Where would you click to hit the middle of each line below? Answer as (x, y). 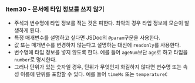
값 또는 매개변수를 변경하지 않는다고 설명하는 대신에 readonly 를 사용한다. (97, 45)
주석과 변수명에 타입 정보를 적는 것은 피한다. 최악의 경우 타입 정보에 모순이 (98, 23)
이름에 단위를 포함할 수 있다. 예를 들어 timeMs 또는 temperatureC (94, 74)
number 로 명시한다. (35, 60)
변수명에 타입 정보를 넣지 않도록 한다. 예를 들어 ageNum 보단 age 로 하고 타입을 (101, 52)
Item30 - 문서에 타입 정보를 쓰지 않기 (55, 9)
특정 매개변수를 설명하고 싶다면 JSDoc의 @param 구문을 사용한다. (87, 38)
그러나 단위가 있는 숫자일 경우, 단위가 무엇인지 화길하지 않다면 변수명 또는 (98, 67)
